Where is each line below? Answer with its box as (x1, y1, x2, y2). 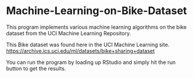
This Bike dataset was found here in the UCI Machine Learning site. (6, 41, 170, 48)
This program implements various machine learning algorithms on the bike (6, 23, 187, 30)
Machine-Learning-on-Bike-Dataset (6, 4, 187, 18)
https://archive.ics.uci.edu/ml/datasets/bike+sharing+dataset (6, 47, 155, 54)
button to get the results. (6, 65, 66, 72)
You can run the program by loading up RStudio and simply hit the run (6, 59, 176, 66)
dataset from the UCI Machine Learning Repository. (6, 29, 132, 36)
